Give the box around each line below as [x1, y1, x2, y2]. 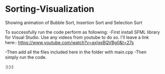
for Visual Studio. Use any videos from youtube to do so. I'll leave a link [5, 34, 149, 40]
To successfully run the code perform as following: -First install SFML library [5, 29, 160, 35]
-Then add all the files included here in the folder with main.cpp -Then [5, 49, 146, 55]
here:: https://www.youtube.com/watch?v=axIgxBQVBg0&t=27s [5, 39, 134, 45]
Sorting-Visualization [5, 3, 95, 15]
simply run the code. [5, 54, 47, 60]
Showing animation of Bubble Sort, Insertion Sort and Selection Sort [5, 20, 142, 25]
